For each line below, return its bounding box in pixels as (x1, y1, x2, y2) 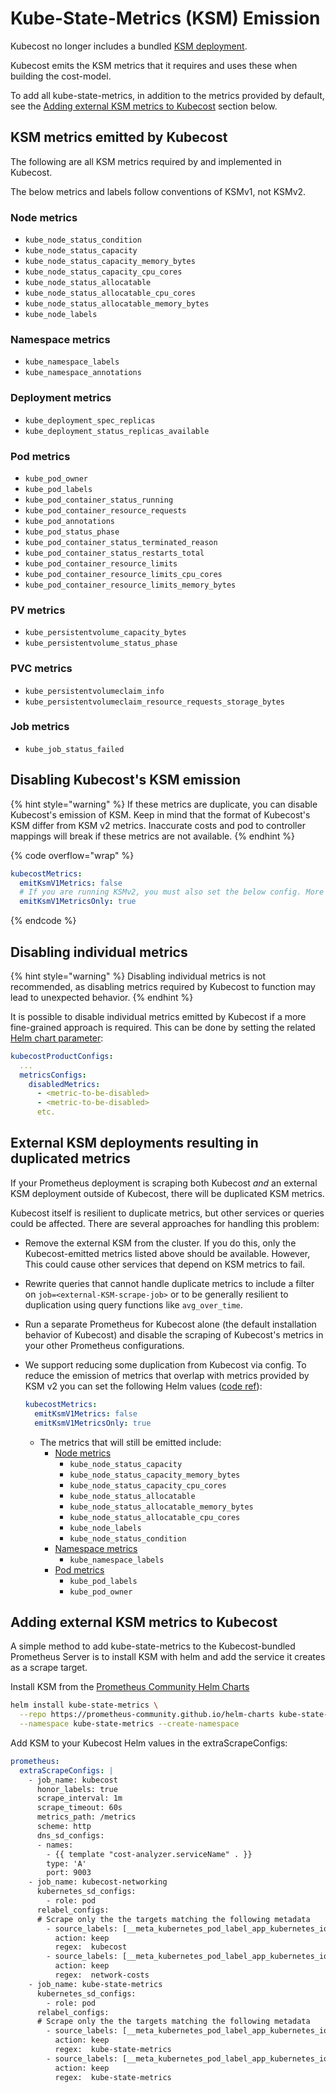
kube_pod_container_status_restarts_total (24, 548, 205, 558)
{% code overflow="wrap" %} (10, 849, 135, 861)
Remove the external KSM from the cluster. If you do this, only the (24, 1237, 297, 1249)
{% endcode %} (10, 915, 77, 927)
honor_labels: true (36, 1784, 118, 1794)
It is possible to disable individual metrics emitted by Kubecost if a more (10, 1010, 307, 1022)
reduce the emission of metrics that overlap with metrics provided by (24, 1369, 310, 1381)
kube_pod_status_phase (24, 527, 120, 537)
